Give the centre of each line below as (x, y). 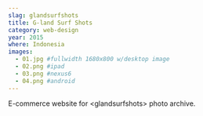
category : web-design (43, 30)
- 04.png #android (45, 81)
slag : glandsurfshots (43, 15)
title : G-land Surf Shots (50, 23)
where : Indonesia (36, 45)
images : (21, 52)
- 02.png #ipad (40, 67)
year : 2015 (26, 37)
